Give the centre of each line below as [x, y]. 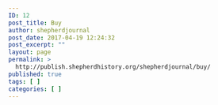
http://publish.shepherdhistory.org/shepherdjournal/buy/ [113, 67]
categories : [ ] [35, 89]
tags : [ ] [25, 81]
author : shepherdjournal [49, 30]
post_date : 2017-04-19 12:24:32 [61, 37]
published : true [35, 74]
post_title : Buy [35, 23]
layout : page [30, 52]
